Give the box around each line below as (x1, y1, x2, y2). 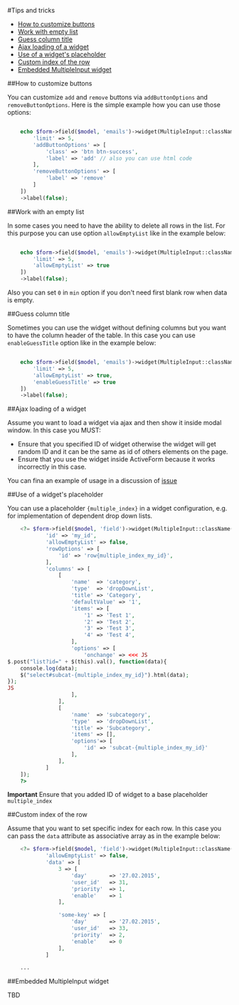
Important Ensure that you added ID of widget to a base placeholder (7, 790, 208, 799)
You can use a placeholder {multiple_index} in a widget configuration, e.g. (7, 504, 228, 513)
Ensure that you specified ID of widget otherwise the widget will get (17, 440, 217, 449)
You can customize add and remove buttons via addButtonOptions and (7, 93, 208, 101)
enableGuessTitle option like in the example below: (7, 339, 156, 347)
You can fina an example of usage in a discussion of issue (7, 476, 178, 485)
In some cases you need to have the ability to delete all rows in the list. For (7, 221, 225, 230)
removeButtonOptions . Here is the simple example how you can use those (7, 101, 221, 109)
